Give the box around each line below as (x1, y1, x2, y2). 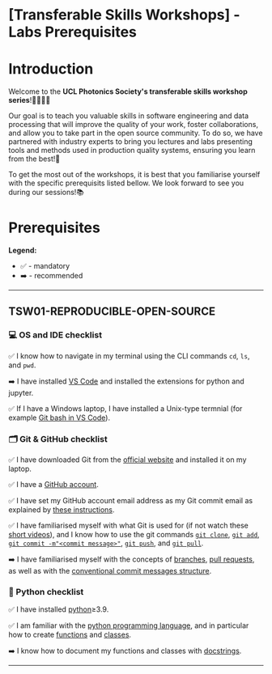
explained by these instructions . (8, 505, 115, 515)
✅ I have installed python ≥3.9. (8, 604, 109, 614)
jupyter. (8, 388, 34, 397)
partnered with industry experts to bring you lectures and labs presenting (8, 137, 253, 146)
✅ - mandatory (19, 261, 70, 271)
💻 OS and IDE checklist (8, 329, 103, 341)
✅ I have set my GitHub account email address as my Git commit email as (8, 496, 253, 506)
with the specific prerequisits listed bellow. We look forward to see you (8, 178, 244, 188)
